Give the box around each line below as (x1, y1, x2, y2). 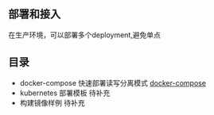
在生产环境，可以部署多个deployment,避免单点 (8, 30, 161, 40)
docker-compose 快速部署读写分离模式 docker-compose (19, 78, 207, 87)
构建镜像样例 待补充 (19, 98, 85, 107)
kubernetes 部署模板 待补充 (19, 88, 111, 98)
